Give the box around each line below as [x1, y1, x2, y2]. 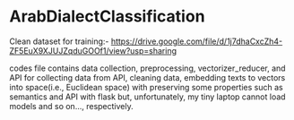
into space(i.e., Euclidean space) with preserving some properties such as [9, 81, 284, 92]
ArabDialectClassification [9, 6, 205, 27]
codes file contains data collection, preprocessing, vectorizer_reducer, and [9, 63, 286, 73]
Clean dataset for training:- [9, 36, 109, 47]
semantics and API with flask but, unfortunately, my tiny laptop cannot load [9, 91, 286, 102]
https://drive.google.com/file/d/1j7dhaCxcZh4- [110, 36, 283, 47]
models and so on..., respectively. [9, 100, 134, 111]
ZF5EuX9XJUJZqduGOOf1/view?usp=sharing [9, 45, 177, 56]
